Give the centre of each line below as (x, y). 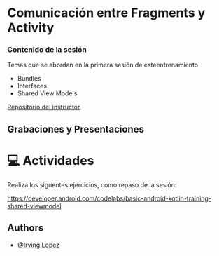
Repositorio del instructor (44, 107)
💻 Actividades (51, 161)
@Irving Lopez (38, 245)
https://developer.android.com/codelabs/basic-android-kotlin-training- (109, 198)
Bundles (29, 79)
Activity (31, 28)
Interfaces (32, 86)
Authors (26, 228)
